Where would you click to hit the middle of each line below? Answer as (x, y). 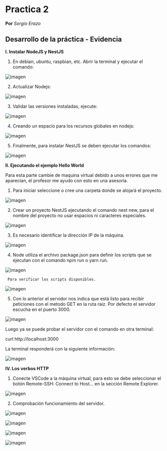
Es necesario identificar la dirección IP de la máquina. (69, 235)
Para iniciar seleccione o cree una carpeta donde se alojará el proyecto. (88, 190)
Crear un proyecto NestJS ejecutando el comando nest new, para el (83, 210)
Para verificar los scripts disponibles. (52, 279)
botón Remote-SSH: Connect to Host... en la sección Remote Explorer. (86, 383)
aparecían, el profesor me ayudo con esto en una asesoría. (67, 180)
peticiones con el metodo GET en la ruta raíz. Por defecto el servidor (84, 304)
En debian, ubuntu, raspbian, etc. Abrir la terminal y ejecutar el (78, 61)
